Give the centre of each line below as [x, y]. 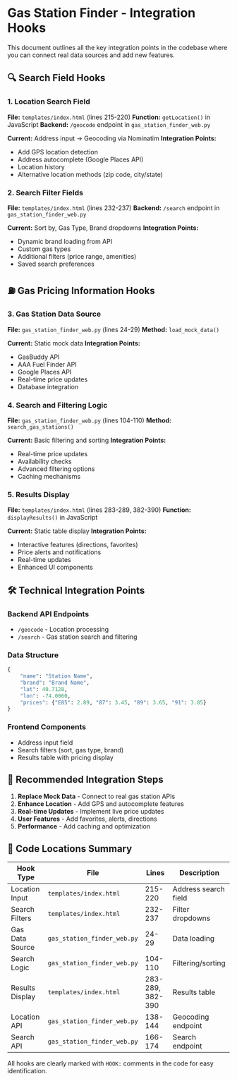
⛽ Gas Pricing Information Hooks [81, 291]
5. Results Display [39, 494]
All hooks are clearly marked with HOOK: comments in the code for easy [110, 1063]
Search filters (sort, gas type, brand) [71, 750]
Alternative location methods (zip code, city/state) [90, 174]
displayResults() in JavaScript [53, 518]
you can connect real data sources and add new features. [91, 55]
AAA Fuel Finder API [47, 364]
